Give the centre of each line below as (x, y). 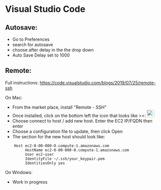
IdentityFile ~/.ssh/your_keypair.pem (65, 159)
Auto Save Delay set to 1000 (41, 55)
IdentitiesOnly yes (45, 163)
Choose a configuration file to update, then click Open (67, 131)
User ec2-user (40, 154)
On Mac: (14, 97)
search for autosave (33, 45)
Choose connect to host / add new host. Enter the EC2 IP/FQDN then (82, 121)
